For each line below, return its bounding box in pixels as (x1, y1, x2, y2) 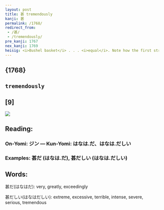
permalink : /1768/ (5, 21, 42, 26)
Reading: (5, 125, 33, 133)
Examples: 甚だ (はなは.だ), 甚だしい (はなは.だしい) (5, 155, 128, 162)
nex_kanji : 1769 (5, 43, 38, 48)
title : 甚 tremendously (5, 12, 53, 17)
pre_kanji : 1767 (5, 39, 38, 44)
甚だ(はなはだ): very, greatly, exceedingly (5, 184, 88, 189)
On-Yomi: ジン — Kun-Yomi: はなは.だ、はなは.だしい (5, 140, 131, 147)
